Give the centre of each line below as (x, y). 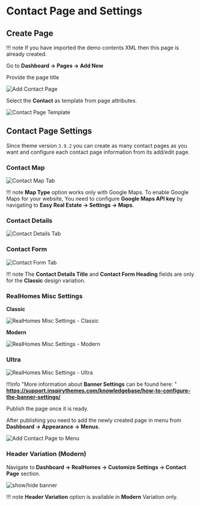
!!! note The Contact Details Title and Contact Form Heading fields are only (100, 274)
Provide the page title (33, 77)
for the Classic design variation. (46, 280)
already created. (26, 54)
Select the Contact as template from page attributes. (71, 101)
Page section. (23, 474)
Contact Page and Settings (74, 11)
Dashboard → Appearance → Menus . (53, 427)
